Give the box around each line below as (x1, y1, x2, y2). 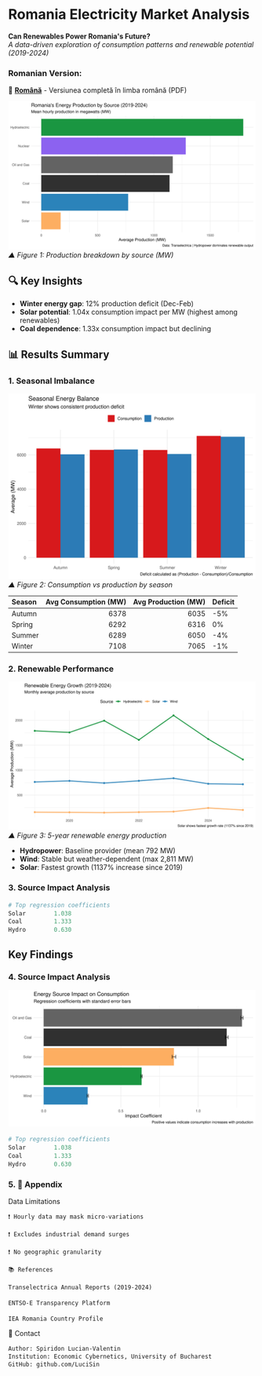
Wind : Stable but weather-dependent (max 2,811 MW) (19, 854, 194, 864)
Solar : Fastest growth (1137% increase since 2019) (19, 863, 183, 872)
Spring (11, 619, 34, 629)
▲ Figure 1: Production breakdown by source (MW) (8, 250, 174, 260)
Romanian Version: (8, 68, 82, 78)
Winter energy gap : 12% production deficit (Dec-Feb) (19, 299, 195, 308)
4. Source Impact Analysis (8, 971, 111, 982)
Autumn (11, 608, 38, 618)
